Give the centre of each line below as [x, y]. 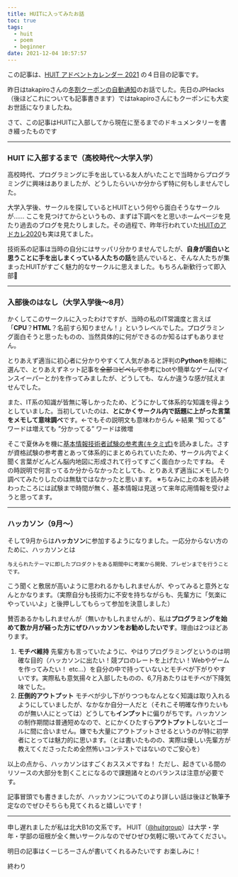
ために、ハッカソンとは [41, 549]
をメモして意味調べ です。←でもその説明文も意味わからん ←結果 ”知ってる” [117, 420]
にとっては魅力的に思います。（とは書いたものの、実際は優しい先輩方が [127, 740]
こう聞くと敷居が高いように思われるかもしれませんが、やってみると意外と [115, 586]
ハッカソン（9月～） [42, 524]
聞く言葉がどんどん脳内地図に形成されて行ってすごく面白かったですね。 [113, 462]
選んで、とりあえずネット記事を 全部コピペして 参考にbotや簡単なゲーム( [112, 370]
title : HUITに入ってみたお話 [46, 14]
